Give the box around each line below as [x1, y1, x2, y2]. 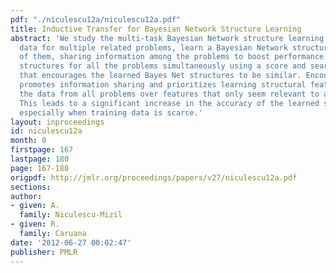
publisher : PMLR [10, 247, 78, 257]
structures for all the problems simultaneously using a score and [19, 61, 307, 71]
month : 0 [10, 136, 47, 146]
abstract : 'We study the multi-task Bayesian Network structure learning [10, 33, 325, 43]
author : [10, 191, 43, 201]
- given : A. [10, 201, 60, 211]
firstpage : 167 [10, 145, 74, 155]
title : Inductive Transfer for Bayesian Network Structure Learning [10, 24, 302, 34]
